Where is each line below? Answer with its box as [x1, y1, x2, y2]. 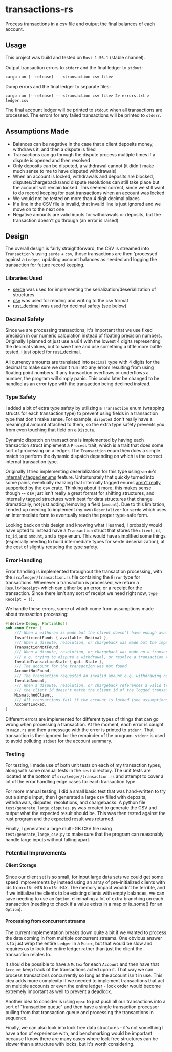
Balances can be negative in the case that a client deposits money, [12, 141, 154, 147]
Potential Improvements [5, 849, 67, 857]
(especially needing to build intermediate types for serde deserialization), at [5, 539, 165, 545]
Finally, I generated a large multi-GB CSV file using [5, 826, 112, 832]
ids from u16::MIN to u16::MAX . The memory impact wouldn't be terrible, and [5, 884, 165, 890]
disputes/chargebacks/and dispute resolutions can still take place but [12, 178, 160, 185]
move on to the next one [12, 206, 64, 212]
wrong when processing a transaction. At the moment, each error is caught [5, 722, 164, 728]
